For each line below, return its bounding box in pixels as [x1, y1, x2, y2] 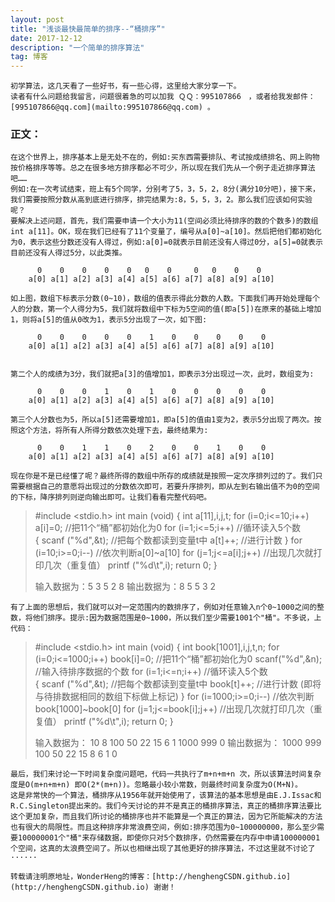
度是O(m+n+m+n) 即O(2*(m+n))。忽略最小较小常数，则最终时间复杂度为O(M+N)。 [10, 780, 303, 790]
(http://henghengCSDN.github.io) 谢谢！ [10, 882, 177, 893]
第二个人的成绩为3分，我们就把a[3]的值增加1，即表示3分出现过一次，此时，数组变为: [10, 369, 315, 380]
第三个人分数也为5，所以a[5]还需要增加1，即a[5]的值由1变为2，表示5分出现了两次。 [10, 415, 315, 425]
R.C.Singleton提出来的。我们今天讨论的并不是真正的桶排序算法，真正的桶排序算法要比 [10, 801, 322, 811]
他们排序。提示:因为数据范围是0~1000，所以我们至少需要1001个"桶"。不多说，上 [32, 613, 322, 623]
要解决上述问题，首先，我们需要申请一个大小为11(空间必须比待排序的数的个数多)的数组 [10, 216, 319, 226]
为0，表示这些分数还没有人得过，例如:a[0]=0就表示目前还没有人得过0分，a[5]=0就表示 [10, 237, 323, 248]
